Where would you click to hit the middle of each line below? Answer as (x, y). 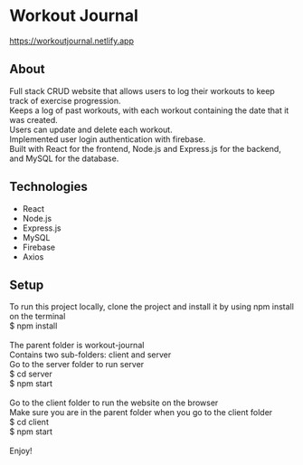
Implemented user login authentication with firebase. (108, 139)
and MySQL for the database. (64, 158)
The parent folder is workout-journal (77, 346)
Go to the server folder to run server (77, 365)
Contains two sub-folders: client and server (90, 355)
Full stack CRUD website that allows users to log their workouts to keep (142, 90)
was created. (34, 119)
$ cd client (29, 422)
